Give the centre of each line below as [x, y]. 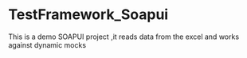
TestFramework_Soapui [88, 15]
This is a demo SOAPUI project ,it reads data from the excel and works [124, 37]
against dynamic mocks [47, 44]
